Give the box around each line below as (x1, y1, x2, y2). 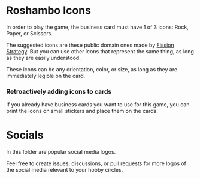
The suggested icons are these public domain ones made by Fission (6, 41, 175, 49)
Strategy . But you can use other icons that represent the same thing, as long (6, 47, 195, 55)
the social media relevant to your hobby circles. (6, 166, 123, 174)
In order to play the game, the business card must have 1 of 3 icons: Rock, (6, 23, 189, 31)
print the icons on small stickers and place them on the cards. (6, 108, 159, 115)
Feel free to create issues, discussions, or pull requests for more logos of (6, 160, 187, 167)
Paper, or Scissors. (6, 29, 53, 37)
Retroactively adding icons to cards (6, 87, 112, 96)
